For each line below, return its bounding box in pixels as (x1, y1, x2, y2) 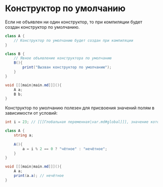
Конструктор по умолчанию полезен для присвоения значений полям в (5, 105, 155, 111)
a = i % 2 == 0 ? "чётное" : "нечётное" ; (22, 146, 108, 151)
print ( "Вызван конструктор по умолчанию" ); (22, 65, 112, 70)
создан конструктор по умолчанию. (5, 24, 80, 30)
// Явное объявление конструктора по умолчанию (14, 56, 112, 61)
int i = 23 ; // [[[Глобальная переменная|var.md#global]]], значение (5, 119, 149, 124)
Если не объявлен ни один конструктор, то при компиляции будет (5, 19, 143, 25)
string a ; (14, 133, 34, 138)
